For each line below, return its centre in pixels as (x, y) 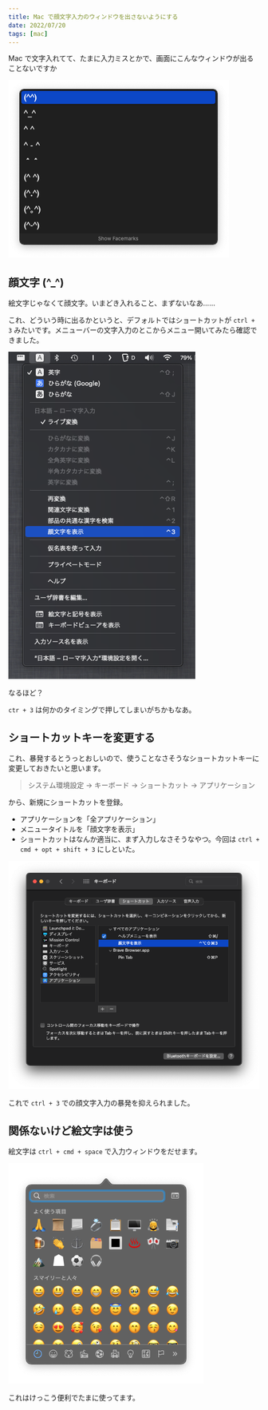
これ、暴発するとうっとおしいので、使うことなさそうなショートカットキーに (134, 758)
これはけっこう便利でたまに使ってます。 (74, 1398)
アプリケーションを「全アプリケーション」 (90, 819)
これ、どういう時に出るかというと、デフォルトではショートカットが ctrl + (132, 321)
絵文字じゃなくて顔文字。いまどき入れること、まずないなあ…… (112, 303)
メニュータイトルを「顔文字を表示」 (79, 829)
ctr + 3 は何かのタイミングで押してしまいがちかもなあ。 (102, 710)
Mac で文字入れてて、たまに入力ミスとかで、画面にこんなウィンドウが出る (131, 58)
